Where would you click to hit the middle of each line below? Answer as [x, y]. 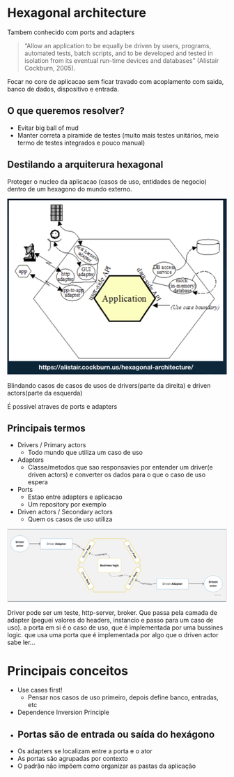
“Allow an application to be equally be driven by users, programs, [117, 45]
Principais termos [46, 429]
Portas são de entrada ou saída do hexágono [116, 734]
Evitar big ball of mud [48, 128]
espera [38, 482]
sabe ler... [21, 642]
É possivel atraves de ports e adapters [62, 406]
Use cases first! [40, 690]
